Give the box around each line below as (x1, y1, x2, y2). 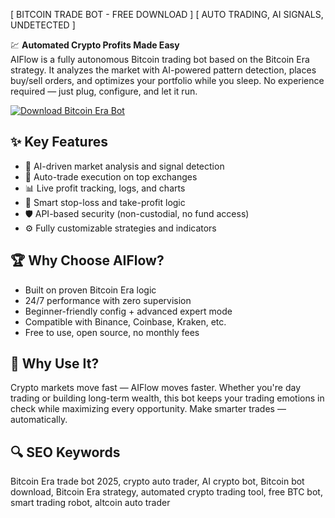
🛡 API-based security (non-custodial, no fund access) (24, 207, 250, 219)
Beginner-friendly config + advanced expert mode (24, 305, 233, 317)
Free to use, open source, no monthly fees (24, 326, 200, 338)
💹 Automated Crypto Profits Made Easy (10, 39, 180, 51)
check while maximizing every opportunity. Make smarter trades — (10, 403, 287, 415)
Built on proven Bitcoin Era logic (24, 284, 157, 296)
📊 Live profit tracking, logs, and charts (24, 182, 186, 194)
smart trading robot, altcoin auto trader (10, 497, 171, 509)
